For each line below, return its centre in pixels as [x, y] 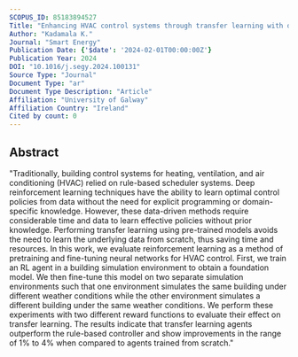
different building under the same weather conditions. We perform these [141, 305]
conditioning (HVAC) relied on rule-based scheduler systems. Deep [132, 182]
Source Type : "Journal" [53, 75]
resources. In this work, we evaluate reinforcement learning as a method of [146, 248]
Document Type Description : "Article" [81, 91]
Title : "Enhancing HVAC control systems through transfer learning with [146, 26]
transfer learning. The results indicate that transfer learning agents [131, 323]
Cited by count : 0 [43, 116]
